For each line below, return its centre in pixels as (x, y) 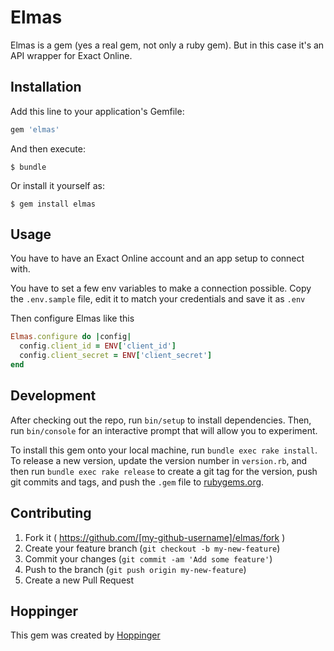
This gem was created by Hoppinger (85, 635)
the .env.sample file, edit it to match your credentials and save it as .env (158, 299)
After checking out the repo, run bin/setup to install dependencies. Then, (161, 420)
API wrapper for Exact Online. (71, 55)
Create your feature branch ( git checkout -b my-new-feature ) (152, 548)
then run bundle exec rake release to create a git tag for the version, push (164, 471)
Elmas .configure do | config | (71, 337)
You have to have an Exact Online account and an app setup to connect (157, 258)
